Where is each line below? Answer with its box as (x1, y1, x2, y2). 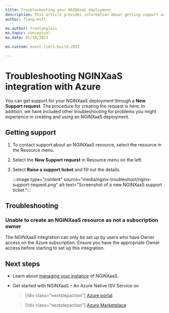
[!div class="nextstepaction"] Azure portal (25, 292, 113, 298)
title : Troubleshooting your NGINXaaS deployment (5, 7, 112, 13)
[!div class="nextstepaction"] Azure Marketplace (25, 302, 127, 308)
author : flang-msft (5, 17, 46, 22)
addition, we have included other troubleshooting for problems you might (5, 108, 157, 114)
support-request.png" (12, 182, 58, 188)
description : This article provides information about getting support (5, 12, 158, 17)
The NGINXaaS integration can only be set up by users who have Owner (5, 234, 155, 241)
